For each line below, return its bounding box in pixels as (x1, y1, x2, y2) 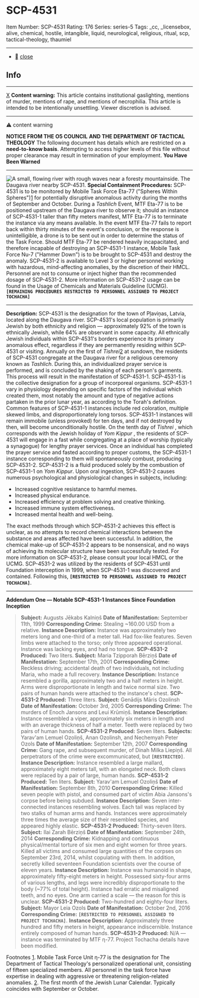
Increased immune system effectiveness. (14, 504, 115, 511)
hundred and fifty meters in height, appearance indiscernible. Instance (20, 923, 193, 930)
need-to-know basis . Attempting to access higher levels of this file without (6, 145, 190, 152)
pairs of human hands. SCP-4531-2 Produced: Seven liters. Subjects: (20, 727, 192, 734)
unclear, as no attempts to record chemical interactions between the (6, 528, 173, 535)
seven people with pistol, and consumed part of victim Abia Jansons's (20, 791, 192, 798)
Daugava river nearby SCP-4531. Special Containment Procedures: (6, 181, 173, 188)
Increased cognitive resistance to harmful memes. (14, 485, 137, 492)
